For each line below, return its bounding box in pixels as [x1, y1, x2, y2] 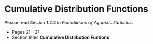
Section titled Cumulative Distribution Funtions [11, 34, 110, 40]
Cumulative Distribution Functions [4, 3, 149, 15]
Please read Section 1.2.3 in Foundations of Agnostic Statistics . [4, 20, 133, 25]
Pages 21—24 [11, 29, 40, 35]
